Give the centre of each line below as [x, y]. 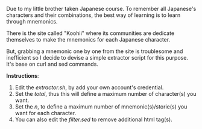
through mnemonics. [32, 21]
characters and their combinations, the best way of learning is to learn [93, 15]
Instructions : [23, 76]
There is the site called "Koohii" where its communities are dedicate [90, 33]
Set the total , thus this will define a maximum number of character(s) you [106, 94]
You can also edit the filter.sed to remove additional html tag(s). [94, 119]
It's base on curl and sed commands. [52, 64]
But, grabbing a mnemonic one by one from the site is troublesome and [95, 51]
